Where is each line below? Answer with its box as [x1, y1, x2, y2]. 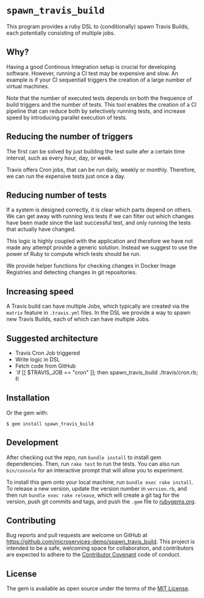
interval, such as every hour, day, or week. [6, 154, 113, 162]
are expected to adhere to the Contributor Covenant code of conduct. [6, 551, 181, 558]
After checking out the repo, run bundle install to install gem [6, 454, 161, 461]
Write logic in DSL [15, 356, 60, 363]
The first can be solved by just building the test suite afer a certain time [6, 148, 185, 155]
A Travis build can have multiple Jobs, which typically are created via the [6, 302, 189, 310]
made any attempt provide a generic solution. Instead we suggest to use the [6, 244, 197, 251]
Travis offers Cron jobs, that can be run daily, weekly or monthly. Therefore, [6, 166, 196, 173]
